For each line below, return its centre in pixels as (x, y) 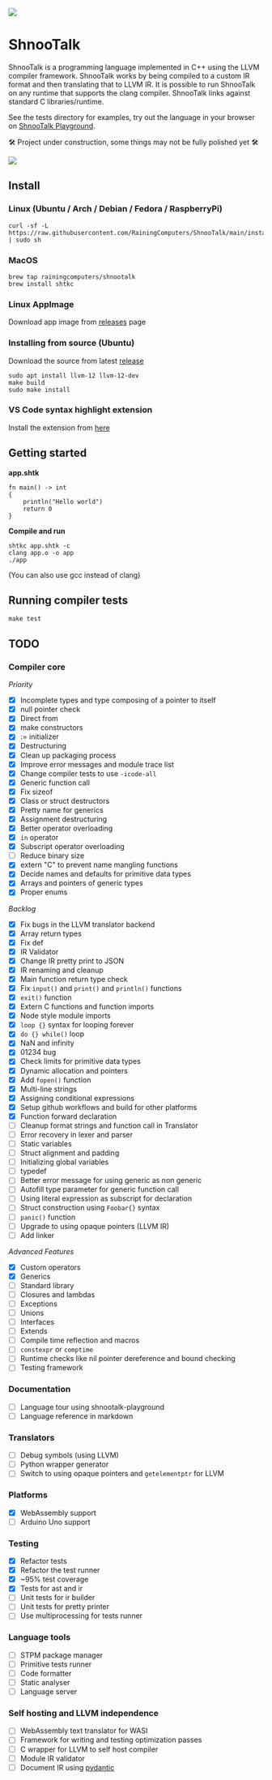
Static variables (46, 1144)
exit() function (46, 997)
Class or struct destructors (65, 800)
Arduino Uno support (55, 1522)
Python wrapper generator (64, 1464)
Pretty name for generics (62, 809)
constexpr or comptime (57, 1350)
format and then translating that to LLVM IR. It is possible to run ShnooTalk (132, 84)
